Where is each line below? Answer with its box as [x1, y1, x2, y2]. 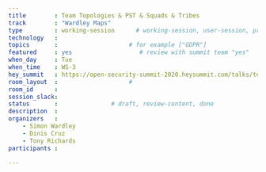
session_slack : [8, 93, 59, 101]
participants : [8, 144, 59, 152]
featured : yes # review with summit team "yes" [8, 48, 249, 56]
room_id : [8, 85, 59, 94]
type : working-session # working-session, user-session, [8, 26, 249, 34]
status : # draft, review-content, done [8, 100, 215, 108]
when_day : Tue [8, 56, 73, 64]
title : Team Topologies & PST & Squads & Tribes [8, 11, 200, 20]
